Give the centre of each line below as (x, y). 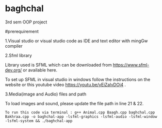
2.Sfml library (19, 55)
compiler (14, 46)
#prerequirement (22, 31)
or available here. (40, 70)
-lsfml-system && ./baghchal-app (39, 121)
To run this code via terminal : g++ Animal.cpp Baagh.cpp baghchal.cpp (80, 112)
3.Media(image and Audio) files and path (46, 94)
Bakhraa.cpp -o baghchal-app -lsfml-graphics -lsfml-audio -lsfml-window (81, 117)
